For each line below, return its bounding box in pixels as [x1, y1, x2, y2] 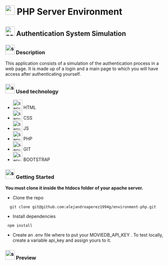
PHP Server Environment [17, 6, 122, 18]
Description [16, 48, 45, 56]
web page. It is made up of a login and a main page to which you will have [5, 66, 158, 72]
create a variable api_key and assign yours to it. [12, 237, 112, 243]
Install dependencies [12, 214, 56, 220]
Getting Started [16, 174, 54, 181]
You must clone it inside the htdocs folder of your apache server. [5, 185, 143, 191]
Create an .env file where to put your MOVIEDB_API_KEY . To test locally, [12, 232, 163, 238]
